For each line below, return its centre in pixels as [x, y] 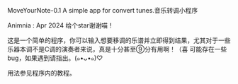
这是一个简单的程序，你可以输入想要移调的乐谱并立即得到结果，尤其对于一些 [119, 40]
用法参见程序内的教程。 [41, 73]
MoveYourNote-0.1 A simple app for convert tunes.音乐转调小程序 [103, 10]
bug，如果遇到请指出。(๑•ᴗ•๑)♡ [55, 58]
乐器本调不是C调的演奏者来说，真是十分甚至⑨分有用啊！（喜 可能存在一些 [117, 49]
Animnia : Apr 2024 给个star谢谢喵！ [61, 25]
